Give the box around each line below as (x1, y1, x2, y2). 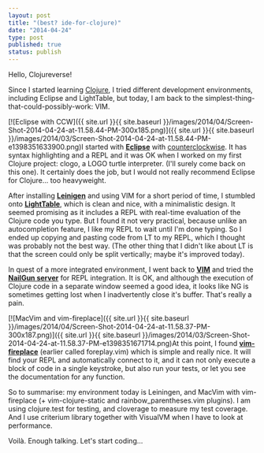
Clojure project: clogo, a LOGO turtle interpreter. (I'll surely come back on (8, 159, 246, 168)
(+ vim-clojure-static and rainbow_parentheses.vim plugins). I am (38, 395, 251, 405)
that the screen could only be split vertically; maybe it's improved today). (8, 250, 245, 258)
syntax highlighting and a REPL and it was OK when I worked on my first (8, 150, 242, 160)
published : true (8, 41, 61, 49)
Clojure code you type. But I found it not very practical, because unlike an (8, 216, 247, 225)
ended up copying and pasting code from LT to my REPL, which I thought (8, 233, 246, 242)
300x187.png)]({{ (8, 330, 64, 340)
